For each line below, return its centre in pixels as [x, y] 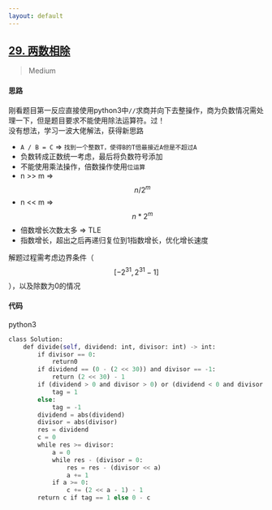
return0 [65, 362]
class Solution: [36, 339]
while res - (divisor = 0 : [97, 460]
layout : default [36, 16]
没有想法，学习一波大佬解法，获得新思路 [76, 130]
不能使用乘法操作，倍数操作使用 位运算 [83, 166]
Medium [42, 71]
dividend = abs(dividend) [82, 415]
